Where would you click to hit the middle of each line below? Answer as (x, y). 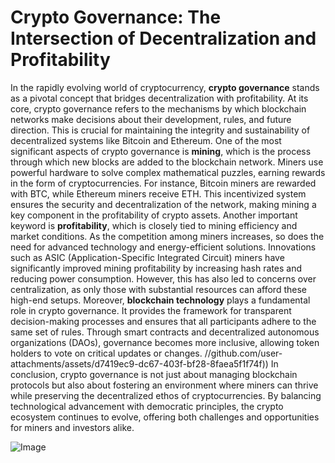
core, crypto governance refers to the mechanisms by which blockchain (158, 108)
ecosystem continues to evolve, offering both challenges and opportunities (165, 417)
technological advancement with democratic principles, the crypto (147, 406)
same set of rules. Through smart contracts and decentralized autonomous (165, 332)
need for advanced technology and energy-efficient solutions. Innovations (163, 247)
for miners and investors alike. (72, 427)
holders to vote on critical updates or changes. (106, 353)
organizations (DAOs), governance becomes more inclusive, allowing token (165, 342)
